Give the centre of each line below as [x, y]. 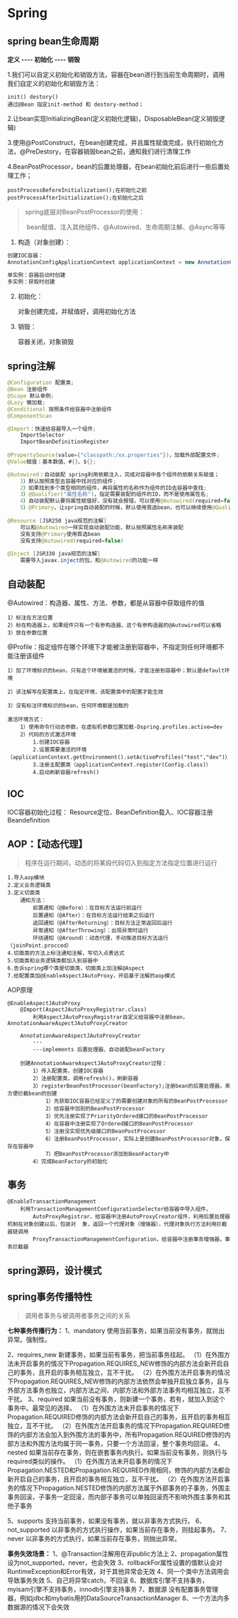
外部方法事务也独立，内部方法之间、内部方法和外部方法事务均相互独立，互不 [119, 1390]
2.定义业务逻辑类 [29, 885]
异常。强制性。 [29, 1339]
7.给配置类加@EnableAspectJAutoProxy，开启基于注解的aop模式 [91, 975]
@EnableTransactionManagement [52, 1202]
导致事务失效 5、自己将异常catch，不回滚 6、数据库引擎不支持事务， [108, 1580]
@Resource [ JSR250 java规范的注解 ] [57, 520]
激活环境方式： [26, 719]
